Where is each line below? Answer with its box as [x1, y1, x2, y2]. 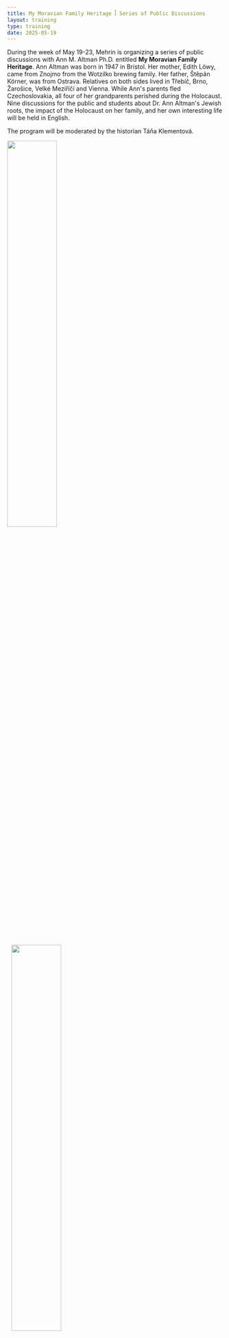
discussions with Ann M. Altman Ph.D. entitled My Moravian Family [7, 56, 197, 64]
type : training [7, 23, 51, 30]
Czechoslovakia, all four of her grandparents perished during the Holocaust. [7, 92, 222, 100]
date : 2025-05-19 [7, 29, 57, 36]
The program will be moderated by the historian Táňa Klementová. [7, 127, 194, 135]
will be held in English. [7, 114, 70, 122]
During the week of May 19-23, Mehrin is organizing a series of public [7, 48, 204, 56]
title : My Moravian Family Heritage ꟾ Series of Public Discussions [7, 10, 206, 17]
